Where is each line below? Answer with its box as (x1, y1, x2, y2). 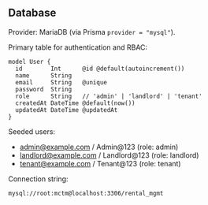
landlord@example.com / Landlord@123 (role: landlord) (19, 150, 199, 160)
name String (15, 71, 72, 80)
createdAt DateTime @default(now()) (15, 99, 136, 107)
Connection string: (8, 173, 69, 184)
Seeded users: (8, 126, 56, 136)
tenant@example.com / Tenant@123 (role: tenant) (19, 158, 181, 168)
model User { (8, 58, 51, 65)
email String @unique (15, 78, 108, 86)
